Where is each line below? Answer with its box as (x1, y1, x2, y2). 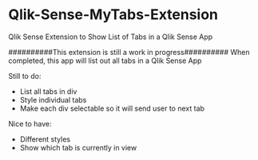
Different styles (19, 134, 70, 144)
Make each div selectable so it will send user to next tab (19, 103, 205, 113)
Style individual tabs (19, 95, 87, 104)
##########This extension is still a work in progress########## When (8, 47, 250, 57)
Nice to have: (8, 119, 52, 128)
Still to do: (8, 71, 42, 80)
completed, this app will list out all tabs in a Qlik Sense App (8, 56, 202, 65)
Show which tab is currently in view (19, 142, 137, 152)
